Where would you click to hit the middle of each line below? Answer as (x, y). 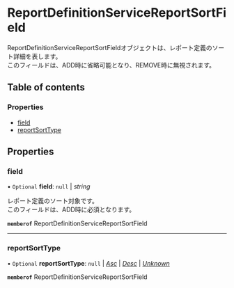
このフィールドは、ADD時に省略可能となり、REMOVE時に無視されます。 (111, 65)
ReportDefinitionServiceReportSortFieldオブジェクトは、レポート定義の (110, 47)
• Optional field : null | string (49, 186)
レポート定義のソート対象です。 (53, 201)
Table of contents (46, 87)
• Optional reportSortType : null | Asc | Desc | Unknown (89, 263)
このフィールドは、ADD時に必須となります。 (71, 209)
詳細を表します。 (37, 56)
